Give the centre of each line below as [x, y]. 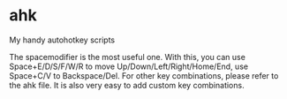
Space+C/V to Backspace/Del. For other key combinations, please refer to [144, 75]
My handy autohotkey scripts [62, 40]
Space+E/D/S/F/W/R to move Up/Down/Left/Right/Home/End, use [129, 66]
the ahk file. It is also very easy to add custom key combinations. [127, 85]
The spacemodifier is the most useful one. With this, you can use [127, 57]
